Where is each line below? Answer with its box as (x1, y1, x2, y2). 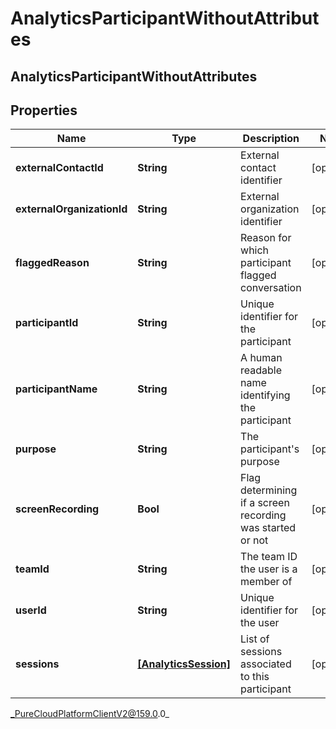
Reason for (240, 231, 292, 245)
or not (240, 533, 269, 547)
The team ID (240, 550, 298, 564)
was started (240, 521, 297, 535)
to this (240, 670, 270, 684)
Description (242, 132, 300, 146)
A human (240, 351, 283, 365)
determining (240, 483, 298, 497)
